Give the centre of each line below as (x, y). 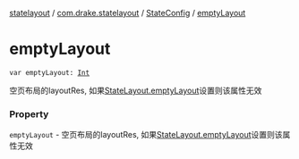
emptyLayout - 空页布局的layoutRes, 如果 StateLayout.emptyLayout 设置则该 (146, 135)
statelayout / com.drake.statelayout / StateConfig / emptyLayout (128, 13)
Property (29, 113)
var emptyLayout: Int (50, 72)
